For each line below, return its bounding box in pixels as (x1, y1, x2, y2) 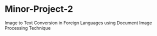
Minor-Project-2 (4, 3, 73, 15)
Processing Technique (4, 25, 51, 31)
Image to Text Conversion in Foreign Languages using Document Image (4, 20, 152, 26)
